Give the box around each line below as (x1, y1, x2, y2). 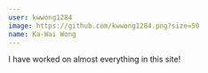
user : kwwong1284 (8, 12, 73, 22)
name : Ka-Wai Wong (8, 29, 76, 38)
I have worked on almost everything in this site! (8, 54, 181, 65)
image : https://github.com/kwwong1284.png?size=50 (8, 21, 200, 30)
